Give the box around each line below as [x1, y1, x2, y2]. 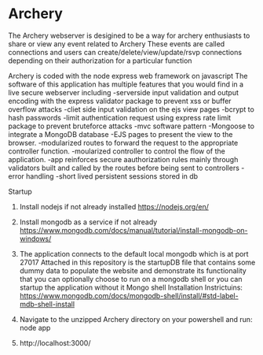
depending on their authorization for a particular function [8, 56, 192, 65]
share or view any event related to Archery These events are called [8, 39, 225, 48]
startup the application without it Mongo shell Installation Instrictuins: [19, 283, 243, 292]
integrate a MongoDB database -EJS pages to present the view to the [8, 129, 233, 139]
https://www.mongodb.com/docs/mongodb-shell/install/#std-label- [19, 290, 239, 300]
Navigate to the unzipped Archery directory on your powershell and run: [19, 314, 253, 324]
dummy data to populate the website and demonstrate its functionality [19, 265, 247, 275]
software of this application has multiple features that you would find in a [8, 80, 244, 89]
